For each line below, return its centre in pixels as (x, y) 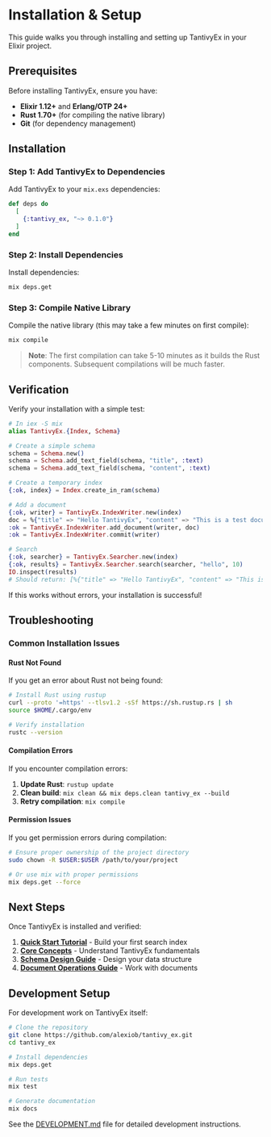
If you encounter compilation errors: (68, 768)
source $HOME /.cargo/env (50, 710)
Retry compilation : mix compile (73, 801)
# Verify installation (46, 725)
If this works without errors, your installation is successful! (105, 595)
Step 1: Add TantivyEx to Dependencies (87, 172)
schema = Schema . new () (46, 454)
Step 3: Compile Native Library (70, 307)
